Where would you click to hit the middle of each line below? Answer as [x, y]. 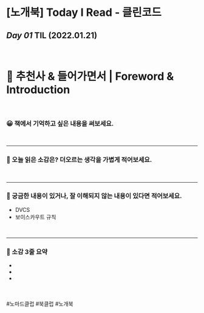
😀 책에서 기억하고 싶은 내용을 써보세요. [60, 124]
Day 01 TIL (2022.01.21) [52, 35]
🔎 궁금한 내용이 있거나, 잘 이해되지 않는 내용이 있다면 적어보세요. [94, 196]
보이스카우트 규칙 [36, 217]
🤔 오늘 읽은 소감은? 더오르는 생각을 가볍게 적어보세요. [79, 160]
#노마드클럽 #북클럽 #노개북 [40, 304]
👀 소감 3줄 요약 [27, 251]
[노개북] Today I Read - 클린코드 [84, 12]
